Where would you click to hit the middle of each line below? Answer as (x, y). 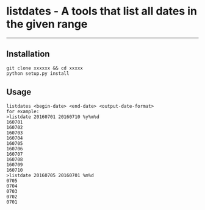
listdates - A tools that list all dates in (102, 11)
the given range (47, 24)
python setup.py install (38, 73)
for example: (23, 111)
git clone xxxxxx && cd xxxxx (45, 68)
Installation (28, 54)
